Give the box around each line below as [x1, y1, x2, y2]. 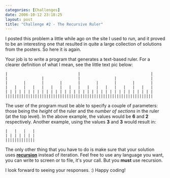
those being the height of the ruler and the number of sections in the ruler [5, 108, 159, 114]
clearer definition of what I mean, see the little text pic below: [5, 62, 133, 68]
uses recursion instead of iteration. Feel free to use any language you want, [5, 152, 164, 158]
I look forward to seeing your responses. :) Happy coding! [5, 167, 126, 173]
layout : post [5, 17, 33, 22]
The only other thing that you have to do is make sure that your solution [5, 146, 155, 153]
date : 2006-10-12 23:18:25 [5, 12, 62, 17]
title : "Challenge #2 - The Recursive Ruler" [5, 21, 103, 27]
